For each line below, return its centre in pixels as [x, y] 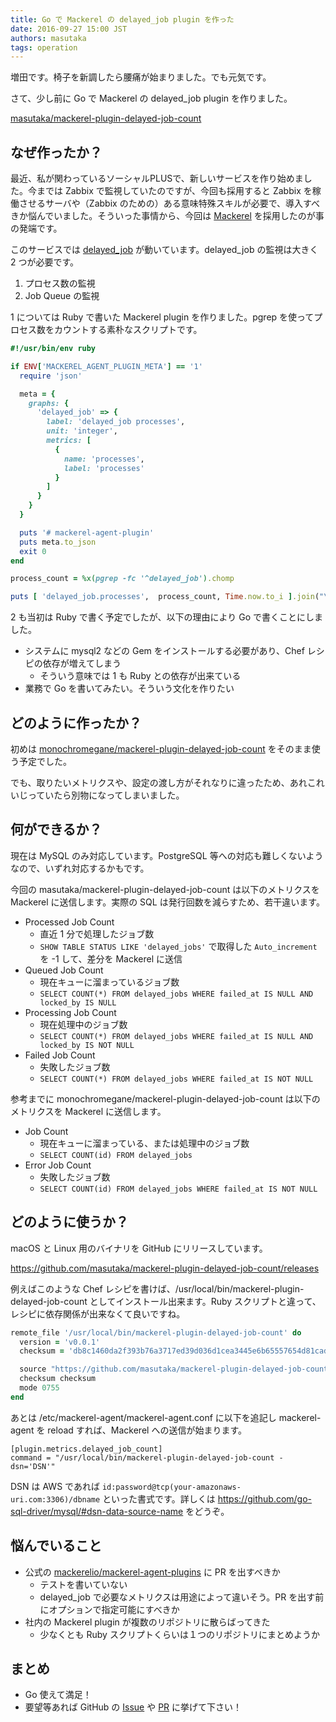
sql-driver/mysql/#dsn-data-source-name [97, 1511]
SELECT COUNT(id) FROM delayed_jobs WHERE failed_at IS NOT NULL [178, 1189]
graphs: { [49, 403]
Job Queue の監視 [62, 296]
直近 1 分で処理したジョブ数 [97, 933]
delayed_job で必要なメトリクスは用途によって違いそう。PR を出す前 [182, 1597]
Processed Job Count [69, 922]
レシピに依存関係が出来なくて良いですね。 [98, 1313]
